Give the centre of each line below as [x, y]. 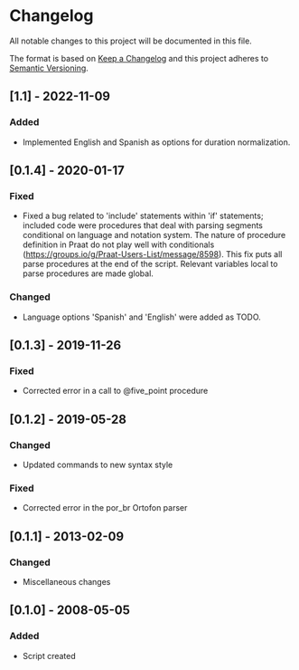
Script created [49, 656]
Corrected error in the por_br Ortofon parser [105, 508]
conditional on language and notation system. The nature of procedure [154, 235]
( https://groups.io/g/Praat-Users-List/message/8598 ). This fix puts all [152, 254]
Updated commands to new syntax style [98, 464]
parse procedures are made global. [88, 273]
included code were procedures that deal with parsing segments [143, 225]
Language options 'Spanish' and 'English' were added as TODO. [142, 317]
